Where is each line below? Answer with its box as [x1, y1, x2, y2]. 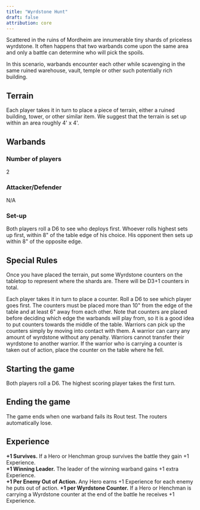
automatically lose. [6, 419, 53, 426]
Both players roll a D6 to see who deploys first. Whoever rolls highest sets [6, 225, 188, 232]
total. [6, 284, 19, 291]
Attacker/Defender [6, 183, 62, 192]
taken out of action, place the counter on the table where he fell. [6, 347, 164, 354]
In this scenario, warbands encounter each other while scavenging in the [6, 60, 186, 68]
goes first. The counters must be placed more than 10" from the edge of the [6, 302, 193, 309]
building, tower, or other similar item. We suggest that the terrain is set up [6, 113, 187, 120]
